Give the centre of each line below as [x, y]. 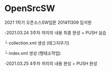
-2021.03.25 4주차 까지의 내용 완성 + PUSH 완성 [51, 63]
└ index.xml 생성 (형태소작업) [33, 53]
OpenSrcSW [30, 8]
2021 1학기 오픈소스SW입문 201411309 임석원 [48, 22]
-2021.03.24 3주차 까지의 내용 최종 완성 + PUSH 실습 [55, 32]
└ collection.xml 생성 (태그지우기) [37, 43]
